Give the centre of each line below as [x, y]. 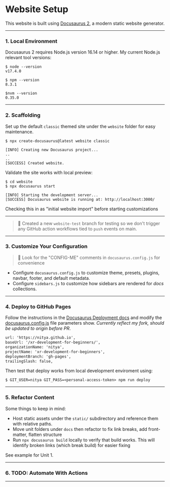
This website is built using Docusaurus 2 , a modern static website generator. [85, 23]
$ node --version [24, 67]
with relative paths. [32, 424]
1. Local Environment [31, 41]
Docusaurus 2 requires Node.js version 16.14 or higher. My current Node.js [83, 52]
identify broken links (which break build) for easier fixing [71, 445]
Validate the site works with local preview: [49, 172]
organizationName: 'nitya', [35, 347]
